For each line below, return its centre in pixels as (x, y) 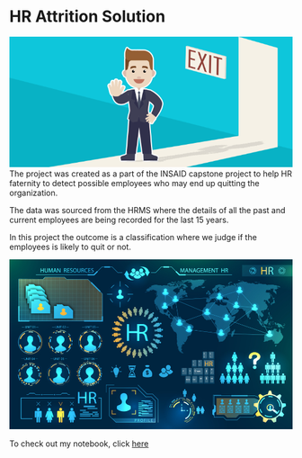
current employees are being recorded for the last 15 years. (119, 220)
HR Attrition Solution (88, 17)
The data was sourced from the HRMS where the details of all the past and (147, 210)
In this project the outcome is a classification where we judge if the (133, 237)
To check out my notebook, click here (79, 444)
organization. (34, 193)
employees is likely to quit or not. (71, 247)
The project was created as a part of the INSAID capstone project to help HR (151, 174)
